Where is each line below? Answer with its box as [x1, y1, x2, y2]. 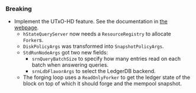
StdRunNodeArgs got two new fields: [22, 49, 109, 56]
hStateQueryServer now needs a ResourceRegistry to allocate [22, 30, 172, 37]
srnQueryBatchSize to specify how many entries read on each [31, 55, 181, 63]
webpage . [14, 24, 39, 31]
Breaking [5, 5, 32, 13]
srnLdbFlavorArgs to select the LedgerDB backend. [31, 68, 156, 75]
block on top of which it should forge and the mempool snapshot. [22, 80, 182, 87]
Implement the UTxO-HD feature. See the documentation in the [14, 18, 168, 25]
